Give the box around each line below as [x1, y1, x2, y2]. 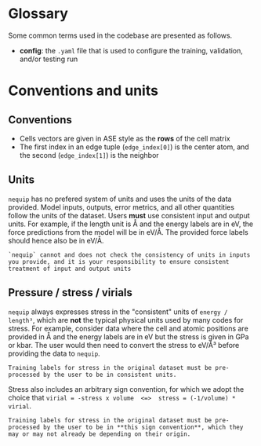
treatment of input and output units [8, 265, 132, 272]
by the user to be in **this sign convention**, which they [42, 423, 244, 431]
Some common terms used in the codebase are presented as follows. [8, 31, 233, 40]
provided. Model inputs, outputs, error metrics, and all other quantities [8, 202, 235, 212]
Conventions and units [8, 82, 159, 100]
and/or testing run [19, 54, 78, 64]
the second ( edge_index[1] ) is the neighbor [19, 150, 159, 159]
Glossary [8, 5, 69, 23]
